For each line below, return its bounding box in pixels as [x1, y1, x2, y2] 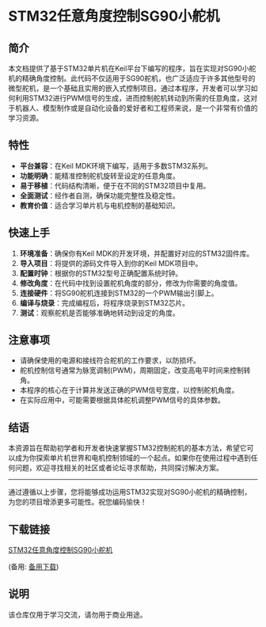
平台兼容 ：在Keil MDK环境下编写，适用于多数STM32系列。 [19, 161, 212, 170]
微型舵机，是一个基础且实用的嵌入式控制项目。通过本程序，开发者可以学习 [8, 84, 251, 93]
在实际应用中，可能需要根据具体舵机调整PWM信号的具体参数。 [19, 395, 226, 405]
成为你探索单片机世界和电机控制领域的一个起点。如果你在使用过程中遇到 [14, 453, 251, 463]
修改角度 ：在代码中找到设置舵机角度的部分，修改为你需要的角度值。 [19, 278, 242, 287]
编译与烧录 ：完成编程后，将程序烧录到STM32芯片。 [19, 298, 190, 307]
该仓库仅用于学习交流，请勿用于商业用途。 [8, 610, 147, 619]
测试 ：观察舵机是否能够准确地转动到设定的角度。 [19, 308, 180, 317]
